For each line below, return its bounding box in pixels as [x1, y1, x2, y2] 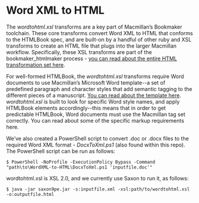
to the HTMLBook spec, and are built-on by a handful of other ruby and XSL [6, 36, 192, 43]
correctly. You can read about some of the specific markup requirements [6, 117, 184, 124]
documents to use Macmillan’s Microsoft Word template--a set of [6, 79, 166, 86]
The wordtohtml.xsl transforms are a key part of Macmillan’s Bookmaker [6, 23, 182, 30]
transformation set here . [6, 61, 65, 68]
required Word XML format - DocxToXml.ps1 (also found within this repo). [6, 141, 185, 148]
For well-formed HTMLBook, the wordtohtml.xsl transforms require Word [6, 73, 184, 80]
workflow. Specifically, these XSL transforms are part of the [6, 48, 153, 55]
